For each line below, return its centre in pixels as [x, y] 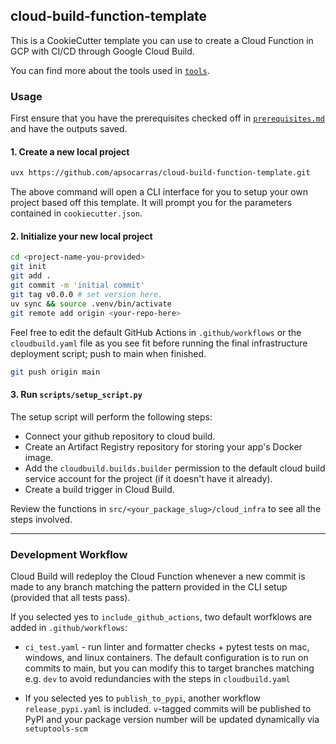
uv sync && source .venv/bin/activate [91, 304]
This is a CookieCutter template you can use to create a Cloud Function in [162, 40]
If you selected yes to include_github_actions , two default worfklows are [161, 616]
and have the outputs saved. [69, 129]
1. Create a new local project [70, 151]
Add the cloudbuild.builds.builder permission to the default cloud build [175, 468]
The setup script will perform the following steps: [111, 416]
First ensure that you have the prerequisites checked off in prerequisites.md [167, 118]
